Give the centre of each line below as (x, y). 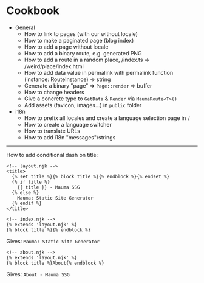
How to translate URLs (52, 131)
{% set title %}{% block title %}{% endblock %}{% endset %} (91, 176)
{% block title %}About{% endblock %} (55, 263)
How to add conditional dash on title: (52, 155)
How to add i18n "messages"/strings (70, 137)
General (25, 27)
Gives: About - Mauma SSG (38, 274)
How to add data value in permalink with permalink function (99, 72)
